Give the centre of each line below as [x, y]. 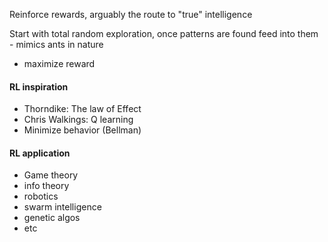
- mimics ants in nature [56, 44]
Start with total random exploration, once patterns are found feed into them [164, 33]
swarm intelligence [62, 207]
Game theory [51, 175]
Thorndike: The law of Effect [82, 109]
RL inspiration [39, 86]
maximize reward [59, 63]
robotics [41, 196]
